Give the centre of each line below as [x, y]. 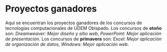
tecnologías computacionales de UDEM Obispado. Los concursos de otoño [83, 28]
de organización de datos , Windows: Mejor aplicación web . [67, 44]
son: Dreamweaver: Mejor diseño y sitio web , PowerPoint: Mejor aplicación [83, 33]
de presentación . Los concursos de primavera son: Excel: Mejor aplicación [83, 39]
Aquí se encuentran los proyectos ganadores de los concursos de [74, 23]
